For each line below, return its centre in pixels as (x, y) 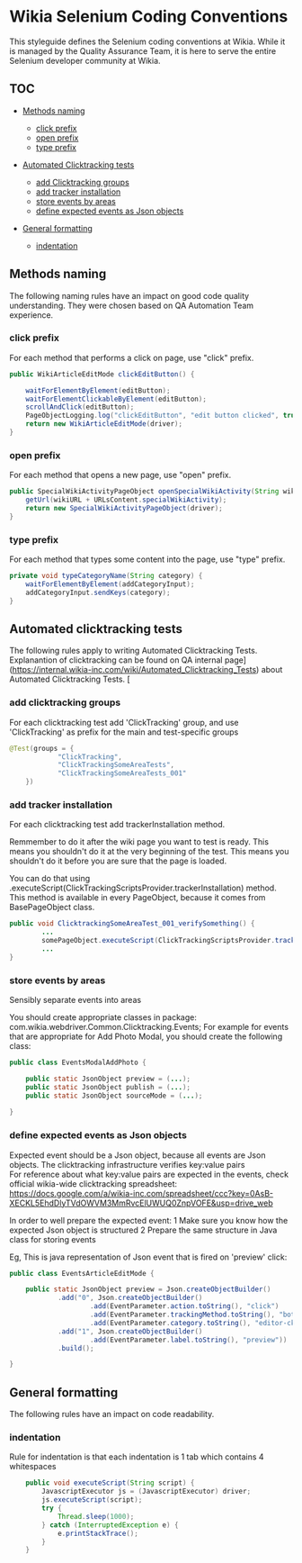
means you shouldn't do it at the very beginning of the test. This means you (149, 852)
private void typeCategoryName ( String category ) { (106, 576)
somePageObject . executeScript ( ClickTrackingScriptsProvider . (159, 941)
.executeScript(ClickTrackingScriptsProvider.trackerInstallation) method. (143, 888)
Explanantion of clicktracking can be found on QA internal (116, 660)
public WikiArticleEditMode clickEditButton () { (102, 374)
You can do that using (50, 879)
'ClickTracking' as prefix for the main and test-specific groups (124, 732)
